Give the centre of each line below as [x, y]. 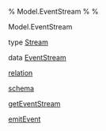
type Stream [28, 42]
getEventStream [34, 104]
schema [21, 88]
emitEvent [25, 119]
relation [21, 73]
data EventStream [37, 58]
